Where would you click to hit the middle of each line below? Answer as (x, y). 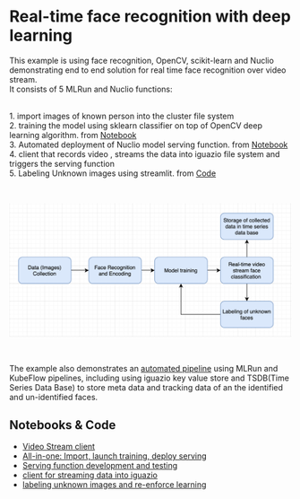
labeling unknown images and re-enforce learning (114, 485)
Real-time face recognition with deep (150, 17)
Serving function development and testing (100, 466)
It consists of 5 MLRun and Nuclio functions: (91, 89)
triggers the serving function (62, 163)
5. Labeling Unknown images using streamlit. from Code (113, 173)
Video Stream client (59, 447)
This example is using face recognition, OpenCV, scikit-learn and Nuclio (142, 60)
